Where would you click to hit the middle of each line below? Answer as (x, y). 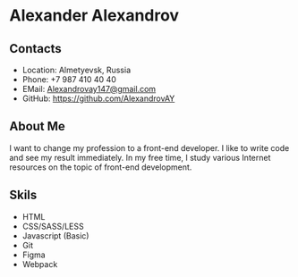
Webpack (40, 264)
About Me (37, 126)
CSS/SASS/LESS (53, 226)
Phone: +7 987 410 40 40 (69, 80)
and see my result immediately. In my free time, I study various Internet (140, 157)
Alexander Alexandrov (94, 16)
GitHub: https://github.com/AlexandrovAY (98, 98)
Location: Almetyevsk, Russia (77, 70)
